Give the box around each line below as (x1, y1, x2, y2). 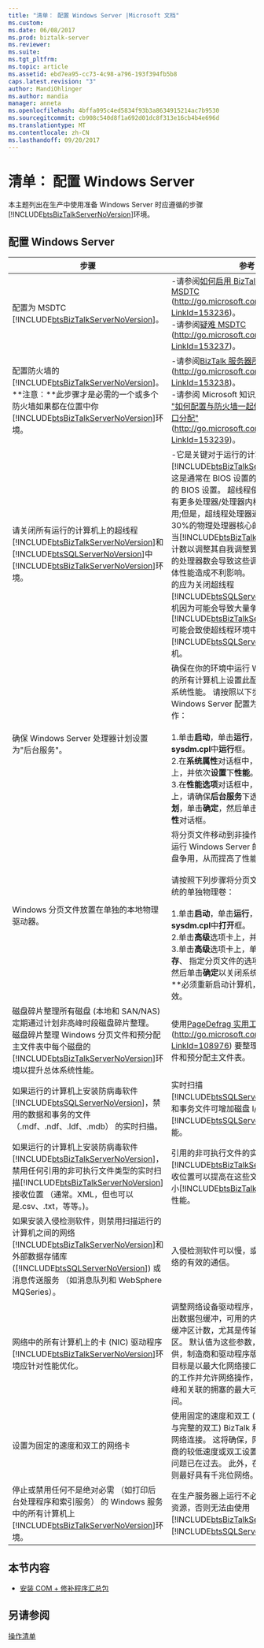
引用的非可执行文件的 (170, 1148, 250, 1159)
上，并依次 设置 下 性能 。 (170, 768, 258, 779)
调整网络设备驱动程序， (170, 1301, 258, 1312)
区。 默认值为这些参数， (170, 1337, 261, 1348)
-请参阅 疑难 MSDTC (170, 319, 246, 330)
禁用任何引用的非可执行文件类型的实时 (12, 1166, 155, 1177)
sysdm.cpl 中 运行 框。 (170, 744, 251, 755)
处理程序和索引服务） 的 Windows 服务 (20, 1497, 163, 1508)
